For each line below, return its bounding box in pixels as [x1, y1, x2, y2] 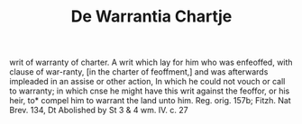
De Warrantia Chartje [70, 6, 233, 27]
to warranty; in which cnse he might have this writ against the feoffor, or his [9, 85, 290, 96]
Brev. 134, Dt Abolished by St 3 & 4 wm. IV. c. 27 [9, 105, 188, 116]
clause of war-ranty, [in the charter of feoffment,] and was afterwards [9, 66, 269, 77]
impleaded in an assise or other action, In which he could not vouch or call [9, 76, 286, 87]
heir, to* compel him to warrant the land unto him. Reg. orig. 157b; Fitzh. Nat [9, 95, 291, 106]
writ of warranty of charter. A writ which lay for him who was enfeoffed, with [9, 57, 293, 68]
